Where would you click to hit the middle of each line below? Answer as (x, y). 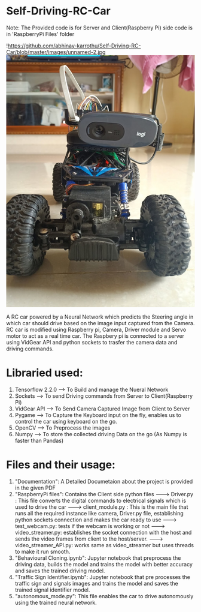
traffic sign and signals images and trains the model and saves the (96, 583)
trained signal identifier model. (52, 590)
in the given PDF (35, 488)
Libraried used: (45, 373)
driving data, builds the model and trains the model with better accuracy (103, 564)
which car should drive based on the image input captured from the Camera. (100, 323)
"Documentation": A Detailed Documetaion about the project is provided (104, 481)
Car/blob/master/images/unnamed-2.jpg (56, 52)
